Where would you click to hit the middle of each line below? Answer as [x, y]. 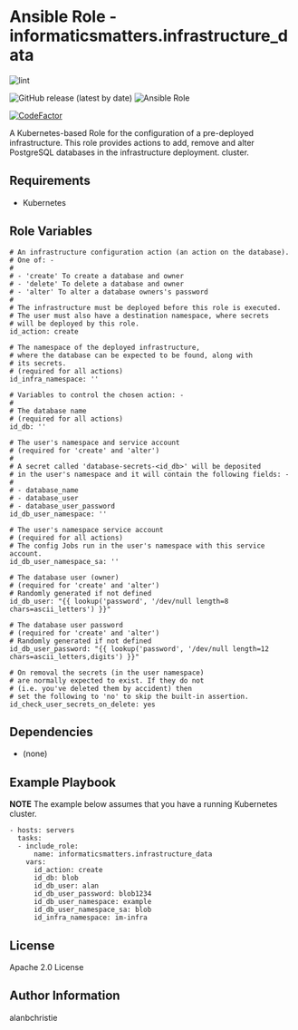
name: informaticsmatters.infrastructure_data [123, 854]
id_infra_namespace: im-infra [90, 918]
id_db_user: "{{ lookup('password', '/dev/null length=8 [119, 601]
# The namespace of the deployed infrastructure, [105, 347]
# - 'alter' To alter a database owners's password [109, 292]
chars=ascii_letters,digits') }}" [75, 656]
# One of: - [32, 260]
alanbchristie [34, 1017]
